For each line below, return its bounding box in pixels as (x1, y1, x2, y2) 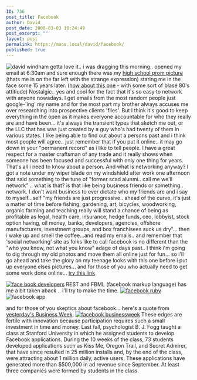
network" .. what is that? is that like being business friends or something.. (6, 182, 184, 189)
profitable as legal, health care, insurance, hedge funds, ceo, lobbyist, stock (6, 213, 190, 220)
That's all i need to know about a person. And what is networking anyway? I (6, 163, 189, 170)
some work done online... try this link (6, 269, 96, 276)
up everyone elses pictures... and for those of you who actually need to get (6, 263, 188, 270)
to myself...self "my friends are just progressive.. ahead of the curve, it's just (6, 194, 191, 201)
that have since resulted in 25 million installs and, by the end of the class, (6, 348, 183, 355)
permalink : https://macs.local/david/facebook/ (6, 42, 125, 48)
